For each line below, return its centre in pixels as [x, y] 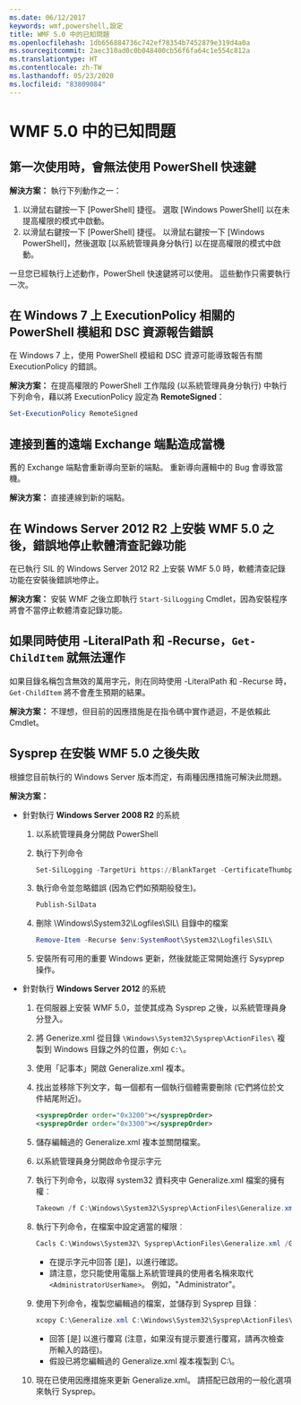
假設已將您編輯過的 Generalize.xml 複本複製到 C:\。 [144, 1361]
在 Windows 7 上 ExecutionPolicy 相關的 [122, 316]
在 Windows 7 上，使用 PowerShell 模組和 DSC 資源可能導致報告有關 [136, 356]
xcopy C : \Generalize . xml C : [88, 1320]
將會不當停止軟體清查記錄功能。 [68, 609]
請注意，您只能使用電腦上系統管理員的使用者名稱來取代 [151, 1272]
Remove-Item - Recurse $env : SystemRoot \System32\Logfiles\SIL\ [154, 940]
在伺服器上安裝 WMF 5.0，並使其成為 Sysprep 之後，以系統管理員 [157, 1008]
